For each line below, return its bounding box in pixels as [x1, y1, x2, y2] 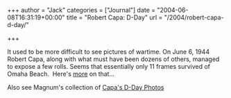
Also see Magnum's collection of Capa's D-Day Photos [7, 83, 164, 91]
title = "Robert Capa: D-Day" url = [66, 13, 163, 22]
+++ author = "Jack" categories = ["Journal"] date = [7, 6, 156, 14]
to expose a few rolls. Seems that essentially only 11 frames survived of [7, 63, 210, 70]
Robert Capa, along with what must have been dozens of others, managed [7, 55, 220, 63]
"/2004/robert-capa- [164, 13, 224, 22]
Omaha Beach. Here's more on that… [7, 70, 115, 78]
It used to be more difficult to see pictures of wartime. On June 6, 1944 [7, 48, 210, 56]
